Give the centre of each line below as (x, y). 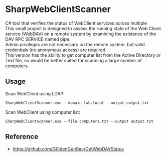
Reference (22, 137)
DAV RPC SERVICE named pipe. (38, 39)
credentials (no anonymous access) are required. (56, 50)
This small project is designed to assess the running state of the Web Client (83, 28)
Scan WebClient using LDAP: (35, 93)
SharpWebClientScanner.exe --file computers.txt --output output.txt (79, 121)
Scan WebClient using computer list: (43, 112)
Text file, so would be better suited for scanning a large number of (73, 60)
